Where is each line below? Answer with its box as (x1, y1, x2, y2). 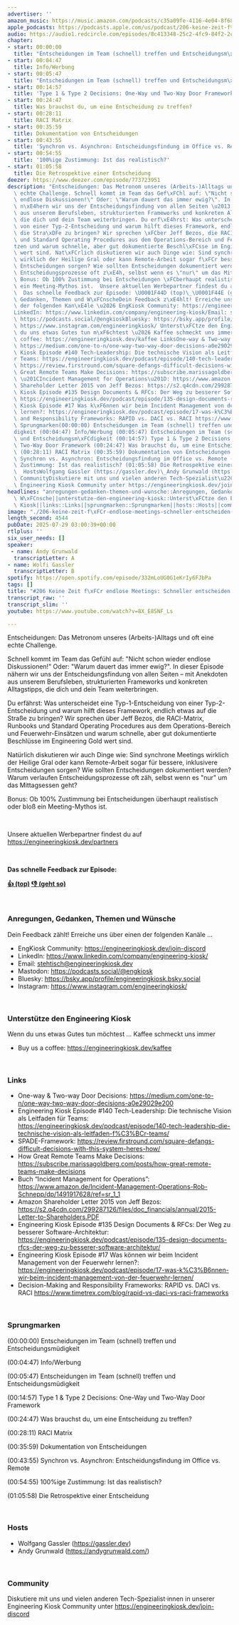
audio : (7, 30, 27, 38)
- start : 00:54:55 (7, 150, 62, 157)
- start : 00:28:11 (7, 110, 62, 117)
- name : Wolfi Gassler (7, 561, 75, 568)
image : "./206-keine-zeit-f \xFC (7, 508, 103, 515)
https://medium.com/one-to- (129, 1091, 214, 1100)
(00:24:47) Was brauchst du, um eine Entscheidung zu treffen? (7, 1414, 192, 1423)
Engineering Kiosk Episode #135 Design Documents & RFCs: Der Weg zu (17, 1220, 231, 1229)
